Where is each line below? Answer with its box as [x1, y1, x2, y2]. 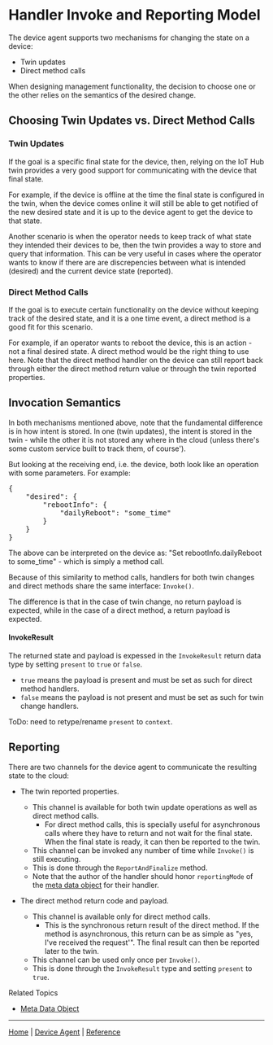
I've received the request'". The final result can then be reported [44, 938, 260, 947]
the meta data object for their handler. [32, 880, 160, 890]
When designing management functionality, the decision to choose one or [8, 81, 256, 91]
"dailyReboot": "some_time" [59, 508, 172, 518]
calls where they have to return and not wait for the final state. [44, 828, 253, 837]
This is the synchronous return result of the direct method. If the [44, 920, 260, 929]
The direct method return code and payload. [19, 895, 169, 905]
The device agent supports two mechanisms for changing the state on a [8, 33, 250, 42]
